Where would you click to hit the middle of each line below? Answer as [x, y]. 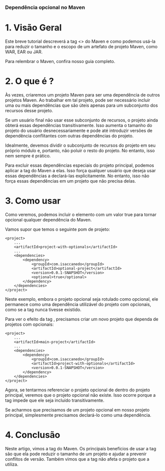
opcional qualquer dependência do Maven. [48, 220]
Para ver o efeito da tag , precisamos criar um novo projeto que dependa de [82, 319]
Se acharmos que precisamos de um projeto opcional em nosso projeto [77, 409]
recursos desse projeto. [29, 110]
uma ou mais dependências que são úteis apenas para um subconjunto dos [82, 105]
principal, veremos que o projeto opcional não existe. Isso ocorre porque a [81, 395]
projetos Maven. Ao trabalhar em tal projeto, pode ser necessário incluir [78, 100]
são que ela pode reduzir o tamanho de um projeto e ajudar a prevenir [76, 454]
